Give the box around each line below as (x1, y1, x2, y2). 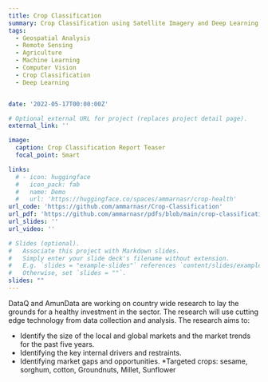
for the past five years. (19, 339, 95, 348)
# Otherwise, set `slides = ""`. (8, 269, 127, 277)
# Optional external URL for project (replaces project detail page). (8, 114, 248, 122)
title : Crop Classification (8, 11, 102, 20)
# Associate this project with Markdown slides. (8, 247, 180, 255)
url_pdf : (8, 210, 37, 218)
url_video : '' (8, 225, 56, 233)
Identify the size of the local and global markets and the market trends (19, 331, 251, 340)
